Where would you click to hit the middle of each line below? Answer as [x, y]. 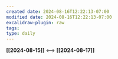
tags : [13, 28]
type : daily [21, 34]
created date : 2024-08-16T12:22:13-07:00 [58, 12]
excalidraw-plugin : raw [35, 22]
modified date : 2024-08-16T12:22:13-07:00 [59, 17]
